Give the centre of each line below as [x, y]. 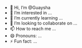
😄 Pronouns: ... [26, 36]
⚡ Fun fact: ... [23, 41]
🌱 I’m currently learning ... [36, 18]
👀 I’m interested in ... [31, 13]
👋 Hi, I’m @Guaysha [30, 8]
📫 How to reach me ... [33, 29]
